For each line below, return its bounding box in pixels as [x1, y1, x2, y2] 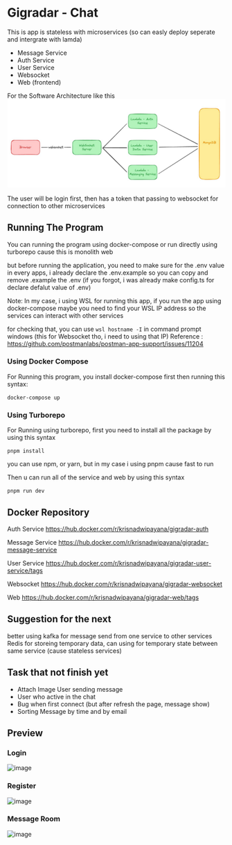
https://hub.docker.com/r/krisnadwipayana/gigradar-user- [46, 558, 212, 567]
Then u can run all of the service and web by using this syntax [7, 473, 185, 481]
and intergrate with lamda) [7, 35, 82, 43]
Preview [7, 727, 44, 739]
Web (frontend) [17, 78, 62, 86]
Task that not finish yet [7, 667, 109, 678]
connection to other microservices [7, 201, 106, 210]
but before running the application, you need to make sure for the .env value [7, 261, 225, 269]
